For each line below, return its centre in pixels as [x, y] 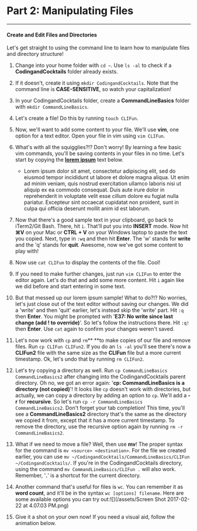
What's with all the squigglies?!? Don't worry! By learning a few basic [98, 147]
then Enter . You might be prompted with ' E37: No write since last [94, 317]
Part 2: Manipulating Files [70, 11]
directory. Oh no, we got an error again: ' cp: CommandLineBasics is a [100, 383]
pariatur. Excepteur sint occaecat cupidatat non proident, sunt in [101, 202]
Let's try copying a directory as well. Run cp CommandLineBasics [91, 371]
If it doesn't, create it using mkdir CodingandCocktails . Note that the [97, 83]
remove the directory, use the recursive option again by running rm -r [99, 426]
